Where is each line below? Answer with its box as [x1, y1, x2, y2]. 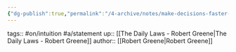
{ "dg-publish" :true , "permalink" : [7, 10, 105, 17]
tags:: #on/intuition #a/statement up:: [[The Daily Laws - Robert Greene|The [7, 29, 227, 37]
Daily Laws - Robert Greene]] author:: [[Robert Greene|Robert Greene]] [7, 36, 213, 45]
